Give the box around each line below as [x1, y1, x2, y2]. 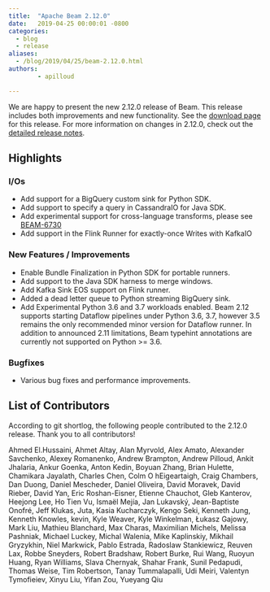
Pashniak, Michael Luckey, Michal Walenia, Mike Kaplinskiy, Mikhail [8, 531, 234, 541]
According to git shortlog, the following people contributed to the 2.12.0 [8, 420, 248, 430]
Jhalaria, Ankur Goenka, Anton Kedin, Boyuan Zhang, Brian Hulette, [8, 462, 234, 472]
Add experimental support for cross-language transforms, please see [20, 211, 254, 221]
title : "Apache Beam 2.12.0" [8, 11, 111, 20]
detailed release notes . [8, 128, 85, 137]
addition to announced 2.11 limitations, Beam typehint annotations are [20, 328, 252, 337]
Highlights [8, 151, 63, 165]
